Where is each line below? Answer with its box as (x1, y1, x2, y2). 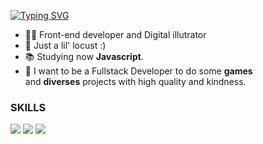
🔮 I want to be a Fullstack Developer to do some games (24, 65, 253, 77)
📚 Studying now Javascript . (24, 51, 144, 62)
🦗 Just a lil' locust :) (24, 40, 107, 51)
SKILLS (10, 100, 47, 114)
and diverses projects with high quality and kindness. (24, 76, 247, 87)
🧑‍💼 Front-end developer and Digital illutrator (24, 29, 207, 40)
